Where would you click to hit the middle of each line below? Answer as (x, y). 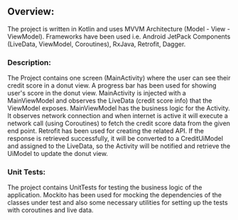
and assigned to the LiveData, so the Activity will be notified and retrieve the (119, 146)
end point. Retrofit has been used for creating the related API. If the (106, 131)
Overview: (31, 12)
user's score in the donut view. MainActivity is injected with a (97, 93)
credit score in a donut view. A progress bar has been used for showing (112, 85)
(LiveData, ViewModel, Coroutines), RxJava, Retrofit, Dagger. (97, 44)
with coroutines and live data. (50, 210)
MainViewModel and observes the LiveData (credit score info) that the (110, 101)
